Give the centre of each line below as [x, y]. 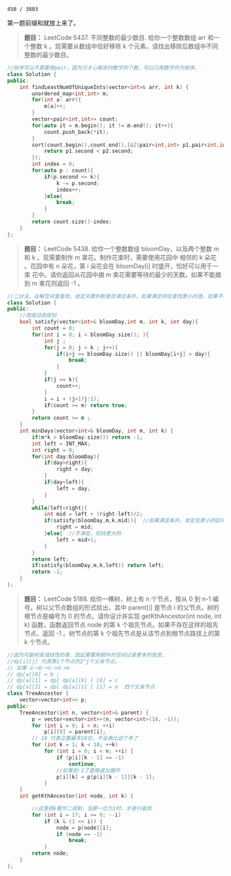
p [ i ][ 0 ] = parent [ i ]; [75, 732]
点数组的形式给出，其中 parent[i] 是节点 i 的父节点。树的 [140, 607]
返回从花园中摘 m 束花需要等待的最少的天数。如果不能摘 [141, 275]
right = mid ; [75, 527]
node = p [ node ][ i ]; [84, 828]
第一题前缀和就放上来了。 [43, 23]
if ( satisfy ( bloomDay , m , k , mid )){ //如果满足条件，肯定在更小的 [130, 521]
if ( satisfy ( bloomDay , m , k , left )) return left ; [98, 566]
